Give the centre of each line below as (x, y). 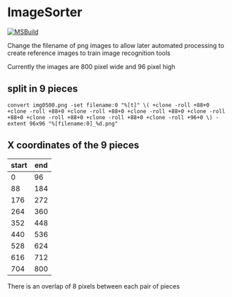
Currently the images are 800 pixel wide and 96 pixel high (91, 66)
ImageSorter (45, 12)
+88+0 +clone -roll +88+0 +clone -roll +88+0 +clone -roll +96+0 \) (110, 117)
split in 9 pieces (43, 89)
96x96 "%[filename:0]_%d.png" (74, 123)
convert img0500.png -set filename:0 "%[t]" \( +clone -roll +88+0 (109, 105)
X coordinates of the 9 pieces (73, 145)
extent (17, 123)
